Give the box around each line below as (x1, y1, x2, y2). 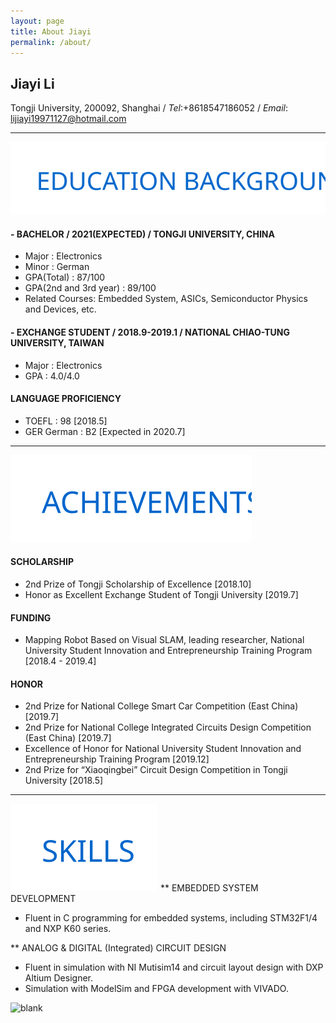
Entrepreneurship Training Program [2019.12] (24, 753, 210, 765)
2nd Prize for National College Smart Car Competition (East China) (24, 700, 299, 712)
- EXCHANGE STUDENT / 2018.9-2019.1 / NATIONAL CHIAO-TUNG (10, 326, 290, 339)
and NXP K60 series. (24, 923, 112, 935)
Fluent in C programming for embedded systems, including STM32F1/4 (24, 912, 318, 924)
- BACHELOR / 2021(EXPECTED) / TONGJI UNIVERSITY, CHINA (10, 228, 275, 240)
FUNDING (10, 611, 52, 624)
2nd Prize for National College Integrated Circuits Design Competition (24, 721, 312, 734)
